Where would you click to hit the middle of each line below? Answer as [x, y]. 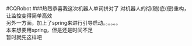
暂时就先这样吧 [24, 37]
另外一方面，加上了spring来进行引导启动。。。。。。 [64, 23]
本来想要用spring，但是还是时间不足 [50, 30]
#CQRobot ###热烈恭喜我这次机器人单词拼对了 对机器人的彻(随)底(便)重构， [98, 8]
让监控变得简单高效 [29, 16]
